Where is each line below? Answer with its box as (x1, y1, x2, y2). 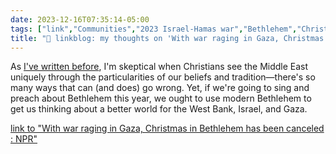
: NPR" (10, 133, 38, 145)
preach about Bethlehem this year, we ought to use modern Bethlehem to (10, 92, 312, 105)
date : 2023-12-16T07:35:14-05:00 (10, 14, 150, 25)
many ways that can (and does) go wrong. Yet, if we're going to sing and (10, 82, 310, 94)
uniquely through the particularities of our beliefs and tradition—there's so (10, 71, 316, 83)
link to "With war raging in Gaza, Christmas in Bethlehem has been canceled (10, 122, 325, 135)
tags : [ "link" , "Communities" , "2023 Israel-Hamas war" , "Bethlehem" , (10, 24, 298, 34)
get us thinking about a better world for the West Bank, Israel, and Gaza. (10, 103, 308, 115)
